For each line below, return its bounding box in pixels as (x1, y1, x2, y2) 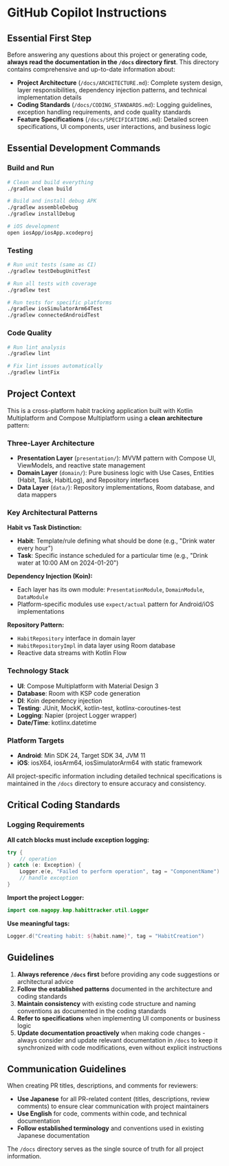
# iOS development (7, 223, 60, 230)
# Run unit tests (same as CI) (7, 261, 97, 268)
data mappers (17, 491, 57, 499)
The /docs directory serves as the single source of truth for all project (7, 1145, 204, 1153)
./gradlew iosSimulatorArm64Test (7, 305, 103, 312)
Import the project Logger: (7, 893, 85, 901)
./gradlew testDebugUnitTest (7, 268, 91, 274)
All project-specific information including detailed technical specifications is (7, 772, 222, 781)
